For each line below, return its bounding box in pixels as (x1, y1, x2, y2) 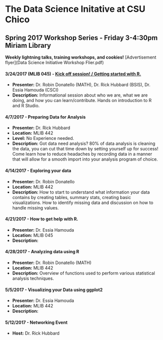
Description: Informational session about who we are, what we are (12, 92, 148, 98)
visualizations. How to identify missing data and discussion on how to (12, 200, 154, 205)
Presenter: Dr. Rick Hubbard (12, 125, 70, 131)
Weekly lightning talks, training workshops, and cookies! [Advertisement (5, 54, 157, 60)
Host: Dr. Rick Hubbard (12, 330, 60, 336)
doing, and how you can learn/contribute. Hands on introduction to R (12, 98, 152, 103)
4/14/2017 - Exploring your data (5, 168, 71, 173)
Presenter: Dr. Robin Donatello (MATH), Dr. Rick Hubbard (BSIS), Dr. (12, 82, 151, 88)
